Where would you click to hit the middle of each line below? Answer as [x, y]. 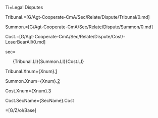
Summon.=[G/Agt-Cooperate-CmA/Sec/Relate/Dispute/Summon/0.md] [79, 27]
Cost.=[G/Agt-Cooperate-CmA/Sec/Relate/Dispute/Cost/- [65, 37]
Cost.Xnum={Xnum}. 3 [28, 91]
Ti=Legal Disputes [24, 7]
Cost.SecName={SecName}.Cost [40, 101]
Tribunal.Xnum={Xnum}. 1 [31, 71]
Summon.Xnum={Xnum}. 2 [33, 81]
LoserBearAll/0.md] [25, 42]
